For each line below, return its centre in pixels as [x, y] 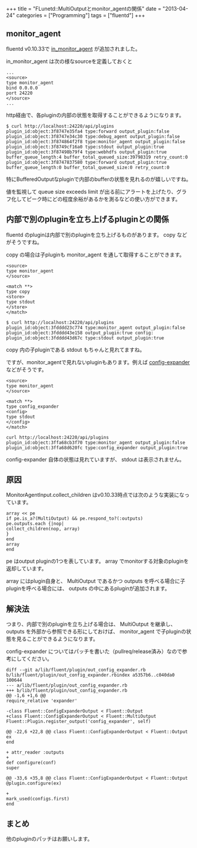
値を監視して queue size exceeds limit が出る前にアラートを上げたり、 [91, 192]
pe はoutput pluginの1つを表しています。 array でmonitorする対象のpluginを [98, 561]
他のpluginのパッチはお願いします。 [49, 839]
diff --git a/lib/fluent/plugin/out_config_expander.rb [76, 670]
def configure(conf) [31, 763]
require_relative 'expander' [42, 701]
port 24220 [19, 93]
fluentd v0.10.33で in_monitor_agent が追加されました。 [74, 48]
